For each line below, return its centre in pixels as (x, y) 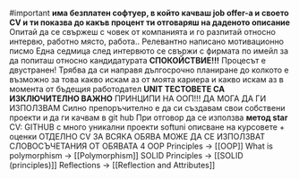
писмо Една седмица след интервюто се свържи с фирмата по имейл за (149, 51)
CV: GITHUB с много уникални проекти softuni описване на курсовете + (147, 127)
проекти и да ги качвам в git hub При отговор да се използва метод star (149, 117)
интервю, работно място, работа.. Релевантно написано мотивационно (147, 41)
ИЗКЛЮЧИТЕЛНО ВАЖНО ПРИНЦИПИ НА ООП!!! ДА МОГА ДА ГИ (138, 98)
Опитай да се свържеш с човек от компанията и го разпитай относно (142, 32)
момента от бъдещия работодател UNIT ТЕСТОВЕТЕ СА (117, 89)
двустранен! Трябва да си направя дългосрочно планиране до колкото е (149, 70)
